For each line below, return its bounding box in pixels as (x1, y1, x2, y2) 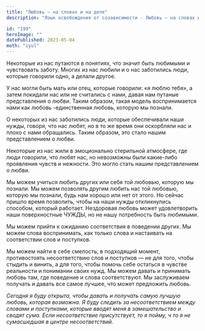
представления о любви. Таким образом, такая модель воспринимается (6, 97, 197, 105)
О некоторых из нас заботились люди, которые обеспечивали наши (6, 116, 184, 123)
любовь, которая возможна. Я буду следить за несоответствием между (6, 299, 196, 306)
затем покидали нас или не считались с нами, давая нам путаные (6, 91, 179, 98)
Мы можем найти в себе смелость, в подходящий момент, (6, 248, 160, 255)
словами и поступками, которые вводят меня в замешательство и (6, 305, 181, 312)
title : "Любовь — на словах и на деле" (6, 9, 108, 15)
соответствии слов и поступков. (6, 236, 91, 243)
